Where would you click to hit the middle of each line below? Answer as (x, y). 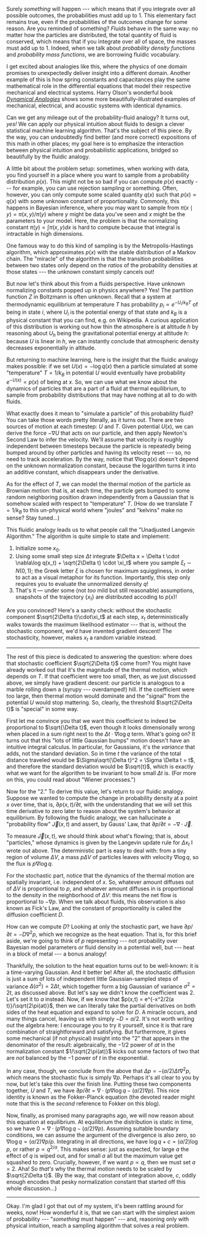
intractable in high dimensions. (45, 234)
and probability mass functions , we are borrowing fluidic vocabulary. (93, 54)
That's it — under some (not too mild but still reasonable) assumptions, (105, 590)
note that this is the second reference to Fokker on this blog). (83, 1104)
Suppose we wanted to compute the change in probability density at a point (102, 798)
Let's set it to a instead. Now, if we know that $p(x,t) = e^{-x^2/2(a (90, 999)
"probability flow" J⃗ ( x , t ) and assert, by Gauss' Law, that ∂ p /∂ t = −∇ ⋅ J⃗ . (100, 824)
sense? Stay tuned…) (33, 518)
